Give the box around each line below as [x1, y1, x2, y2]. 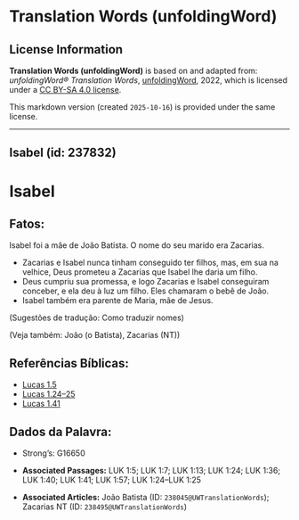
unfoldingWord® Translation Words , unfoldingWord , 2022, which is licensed [9, 75, 287, 86]
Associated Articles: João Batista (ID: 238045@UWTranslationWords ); [21, 492, 270, 503]
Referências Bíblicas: [9, 355, 129, 371]
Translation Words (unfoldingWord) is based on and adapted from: [9, 65, 258, 76]
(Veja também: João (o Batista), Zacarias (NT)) [9, 330, 181, 341]
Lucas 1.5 [21, 379, 58, 390]
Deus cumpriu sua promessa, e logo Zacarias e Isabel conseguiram [21, 277, 270, 287]
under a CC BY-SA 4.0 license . [9, 85, 122, 95]
